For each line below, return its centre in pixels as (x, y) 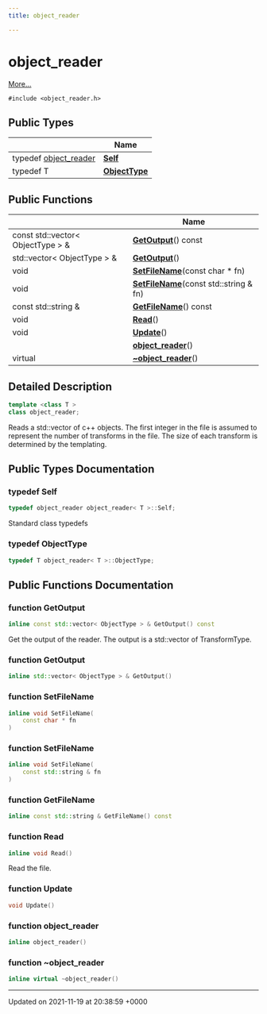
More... (20, 83)
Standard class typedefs (48, 523)
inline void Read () (41, 853)
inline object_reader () (48, 942)
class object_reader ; (44, 412)
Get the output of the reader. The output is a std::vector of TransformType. (130, 639)
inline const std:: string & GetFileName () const (90, 816)
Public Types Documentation (81, 469)
